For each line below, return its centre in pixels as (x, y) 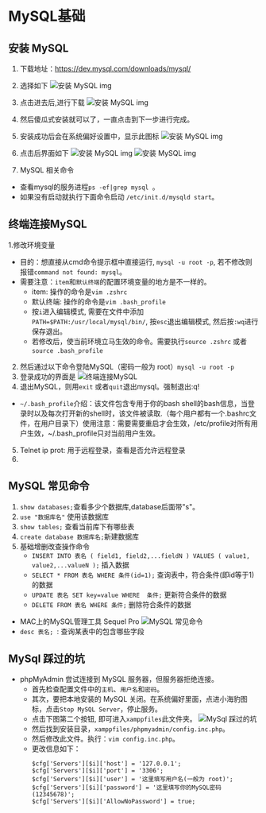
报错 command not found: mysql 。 (73, 272)
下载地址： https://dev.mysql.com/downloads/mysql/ (105, 69)
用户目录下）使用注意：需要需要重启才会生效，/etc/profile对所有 (146, 423)
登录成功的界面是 (48, 376)
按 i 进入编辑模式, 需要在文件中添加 (88, 312)
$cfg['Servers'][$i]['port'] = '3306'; (98, 771)
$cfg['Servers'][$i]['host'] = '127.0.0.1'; (106, 764)
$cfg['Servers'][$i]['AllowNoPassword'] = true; (114, 802)
